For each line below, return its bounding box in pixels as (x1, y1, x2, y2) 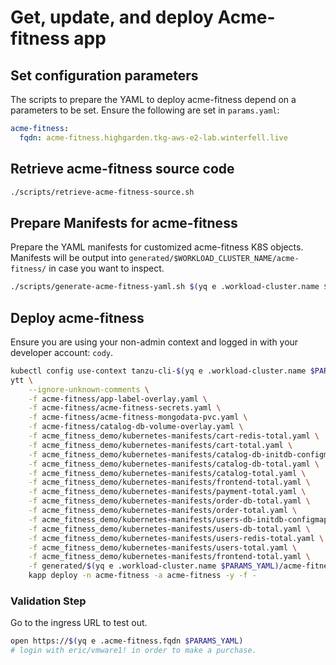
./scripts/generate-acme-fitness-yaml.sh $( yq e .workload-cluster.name (10, 282, 320, 292)
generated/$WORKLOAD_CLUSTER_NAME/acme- (128, 254, 300, 264)
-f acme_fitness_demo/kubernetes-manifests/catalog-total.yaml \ (28, 468, 307, 478)
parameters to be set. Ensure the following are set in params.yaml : (10, 104, 280, 116)
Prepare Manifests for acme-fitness (10, 214, 238, 231)
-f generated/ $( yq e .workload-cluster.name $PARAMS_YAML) (28, 561, 280, 571)
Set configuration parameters (10, 67, 199, 84)
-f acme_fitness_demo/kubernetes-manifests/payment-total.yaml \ (28, 487, 307, 497)
